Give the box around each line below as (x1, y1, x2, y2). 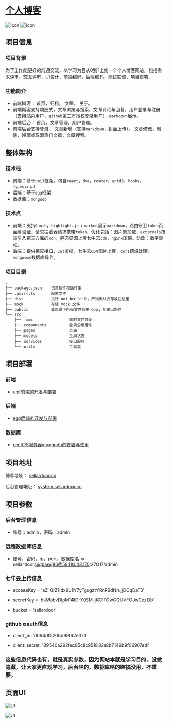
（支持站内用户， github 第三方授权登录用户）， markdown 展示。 (12, 113, 141, 119)
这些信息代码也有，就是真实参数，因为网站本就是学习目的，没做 (5, 656, 162, 663)
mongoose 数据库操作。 (12, 254, 59, 260)
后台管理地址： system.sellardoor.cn (5, 484, 82, 490)
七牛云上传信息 (5, 575, 42, 582)
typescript (12, 184, 36, 189)
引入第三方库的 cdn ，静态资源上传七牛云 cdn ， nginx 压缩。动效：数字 (17, 235, 159, 241)
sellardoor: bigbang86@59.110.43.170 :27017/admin (12, 561, 118, 567)
